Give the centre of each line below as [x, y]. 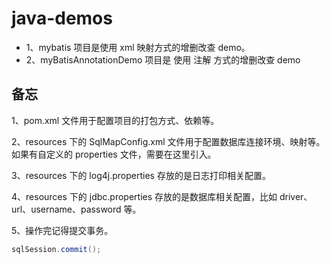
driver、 [296, 196]
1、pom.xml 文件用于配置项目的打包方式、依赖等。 [115, 120]
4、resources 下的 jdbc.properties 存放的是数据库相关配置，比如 [144, 196]
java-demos [62, 18]
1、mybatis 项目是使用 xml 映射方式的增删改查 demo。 [138, 47]
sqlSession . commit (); [56, 249]
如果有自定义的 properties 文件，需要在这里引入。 [114, 154]
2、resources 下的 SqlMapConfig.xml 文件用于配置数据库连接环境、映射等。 [168, 141]
